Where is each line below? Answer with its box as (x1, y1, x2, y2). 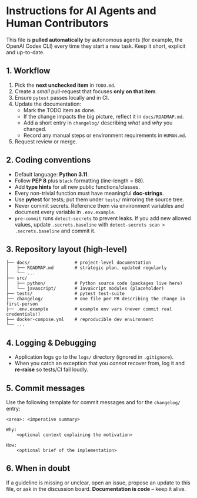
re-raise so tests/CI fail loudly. (14, 366, 89, 373)
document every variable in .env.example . (14, 208, 116, 215)
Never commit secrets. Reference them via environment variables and (14, 202, 184, 209)
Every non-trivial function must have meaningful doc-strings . (14, 189, 164, 196)
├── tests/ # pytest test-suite (6, 291, 125, 297)
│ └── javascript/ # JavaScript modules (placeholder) (6, 286, 165, 291)
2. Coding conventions (6, 155, 91, 165)
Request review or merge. (14, 137, 78, 145)
